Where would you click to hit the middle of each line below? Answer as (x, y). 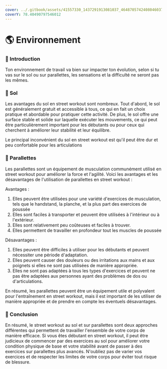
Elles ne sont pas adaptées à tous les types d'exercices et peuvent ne (84, 271)
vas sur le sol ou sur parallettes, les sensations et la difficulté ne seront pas (82, 74)
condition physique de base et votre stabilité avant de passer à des (74, 346)
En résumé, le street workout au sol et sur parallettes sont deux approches (82, 325)
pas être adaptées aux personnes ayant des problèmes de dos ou (80, 276)
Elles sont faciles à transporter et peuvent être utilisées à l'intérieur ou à (86, 215)
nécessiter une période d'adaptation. (50, 255)
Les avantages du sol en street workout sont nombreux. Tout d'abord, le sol (83, 104)
